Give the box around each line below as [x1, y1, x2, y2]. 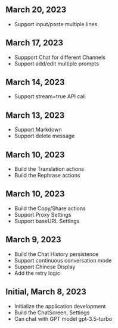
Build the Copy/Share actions [14, 205, 86, 212]
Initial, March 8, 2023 [5, 287, 87, 297]
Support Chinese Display [14, 263, 76, 270]
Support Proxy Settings [14, 211, 72, 218]
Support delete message [14, 132, 75, 139]
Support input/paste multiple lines [14, 20, 98, 27]
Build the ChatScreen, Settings [14, 309, 90, 316]
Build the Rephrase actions [14, 172, 80, 179]
